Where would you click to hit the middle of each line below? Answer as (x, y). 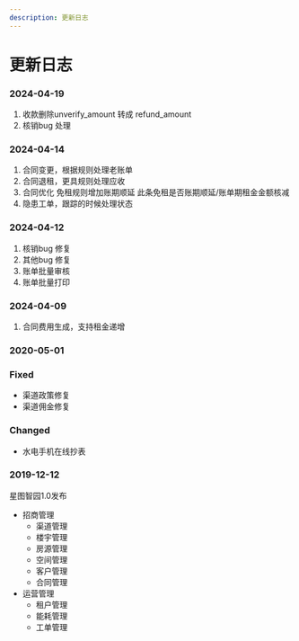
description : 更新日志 (49, 18)
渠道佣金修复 (46, 406)
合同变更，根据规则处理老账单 (77, 170)
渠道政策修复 (46, 396)
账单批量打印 (46, 282)
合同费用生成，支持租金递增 (74, 326)
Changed (30, 431)
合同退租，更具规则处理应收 (74, 182)
